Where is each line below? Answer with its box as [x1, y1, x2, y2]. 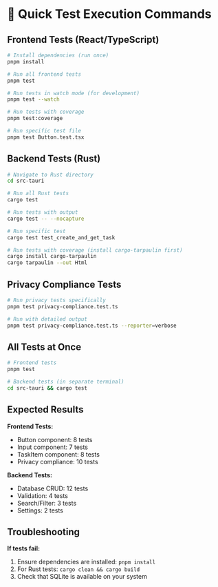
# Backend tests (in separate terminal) [7, 379, 125, 386]
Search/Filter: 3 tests [17, 499, 77, 507]
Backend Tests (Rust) [7, 153, 101, 165]
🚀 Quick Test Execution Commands [7, 6, 212, 22]
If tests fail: [7, 544, 40, 553]
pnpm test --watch [7, 96, 60, 103]
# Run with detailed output [7, 315, 88, 323]
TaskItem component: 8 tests [17, 450, 100, 458]
